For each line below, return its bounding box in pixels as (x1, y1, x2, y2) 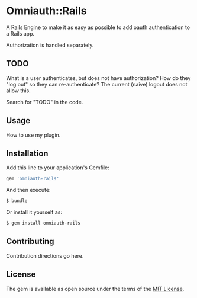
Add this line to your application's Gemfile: (6, 164, 109, 171)
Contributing (6, 236, 54, 246)
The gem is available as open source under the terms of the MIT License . (6, 285, 185, 292)
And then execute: (6, 187, 51, 194)
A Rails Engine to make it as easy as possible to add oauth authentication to (6, 24, 190, 31)
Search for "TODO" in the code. (6, 98, 83, 105)
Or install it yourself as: (6, 209, 62, 216)
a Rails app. (6, 30, 34, 37)
